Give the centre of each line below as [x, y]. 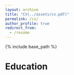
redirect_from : [21, 28]
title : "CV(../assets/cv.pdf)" [37, 14]
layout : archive [22, 10]
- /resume [19, 33]
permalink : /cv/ [22, 19]
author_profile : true [27, 23]
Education [26, 67]
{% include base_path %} [31, 47]
